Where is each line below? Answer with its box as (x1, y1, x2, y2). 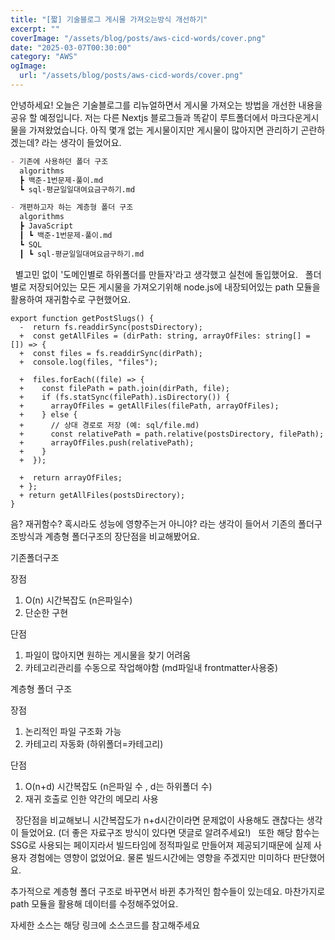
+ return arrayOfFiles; (19, 472, 123, 483)
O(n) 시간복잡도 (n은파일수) (24, 594, 133, 606)
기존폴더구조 (10, 551, 60, 563)
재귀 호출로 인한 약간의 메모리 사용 (24, 792, 159, 805)
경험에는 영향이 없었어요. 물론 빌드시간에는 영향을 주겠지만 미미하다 (28, 851, 291, 863)
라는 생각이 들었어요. (41, 136, 122, 148)
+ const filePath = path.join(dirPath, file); (19, 383, 230, 393)
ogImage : (10, 61, 47, 71)
